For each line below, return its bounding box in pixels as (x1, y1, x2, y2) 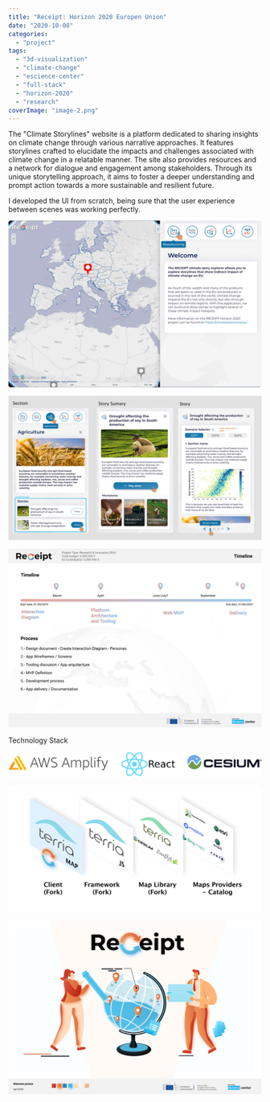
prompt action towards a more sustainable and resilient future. (8, 181, 215, 190)
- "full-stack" (15, 80, 67, 88)
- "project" (15, 39, 56, 47)
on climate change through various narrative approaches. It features (8, 137, 235, 148)
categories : (8, 30, 48, 38)
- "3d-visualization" (15, 55, 88, 63)
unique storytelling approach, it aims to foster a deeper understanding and (8, 172, 255, 182)
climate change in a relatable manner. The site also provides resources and (8, 155, 257, 165)
